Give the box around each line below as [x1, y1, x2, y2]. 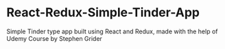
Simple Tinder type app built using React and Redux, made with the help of [6, 27, 218, 35]
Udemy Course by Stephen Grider [6, 34, 102, 42]
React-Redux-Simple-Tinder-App [6, 5, 200, 20]
